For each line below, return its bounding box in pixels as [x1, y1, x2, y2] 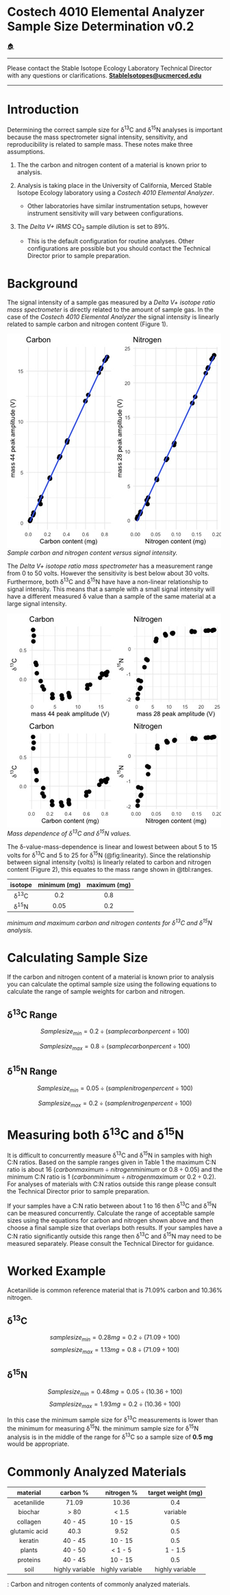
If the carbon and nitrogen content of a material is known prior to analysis [7, 972, 214, 981]
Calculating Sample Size [7, 950, 149, 966]
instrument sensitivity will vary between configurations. [27, 209, 183, 217]
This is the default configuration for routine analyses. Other [27, 237, 194, 245]
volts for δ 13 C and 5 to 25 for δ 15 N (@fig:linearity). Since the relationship [7, 850, 211, 859]
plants [20, 1546, 38, 1555]
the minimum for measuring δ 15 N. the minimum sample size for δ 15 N [7, 1423, 199, 1432]
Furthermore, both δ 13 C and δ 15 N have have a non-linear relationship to [7, 577, 209, 586]
